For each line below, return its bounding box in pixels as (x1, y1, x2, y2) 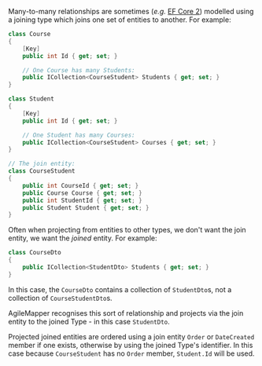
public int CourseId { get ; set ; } (22, 181, 139, 189)
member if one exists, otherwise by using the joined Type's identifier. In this (8, 340, 253, 350)
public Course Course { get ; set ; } (22, 188, 143, 197)
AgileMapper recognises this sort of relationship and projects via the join (8, 308, 244, 317)
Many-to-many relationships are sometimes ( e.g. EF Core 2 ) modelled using (8, 7, 254, 16)
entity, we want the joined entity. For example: (8, 233, 157, 243)
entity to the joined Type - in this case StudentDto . (8, 317, 171, 326)
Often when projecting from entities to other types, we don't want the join (8, 225, 246, 235)
